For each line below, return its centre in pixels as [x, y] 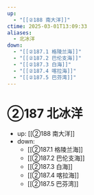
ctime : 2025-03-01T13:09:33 [47, 26]
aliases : [20, 33]
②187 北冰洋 [45, 113]
